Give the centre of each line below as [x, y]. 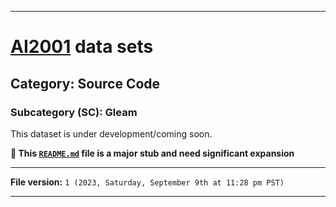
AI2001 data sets [82, 47]
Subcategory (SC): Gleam [74, 112]
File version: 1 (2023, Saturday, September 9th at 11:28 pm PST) [147, 182]
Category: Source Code [85, 83]
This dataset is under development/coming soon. [111, 133]
